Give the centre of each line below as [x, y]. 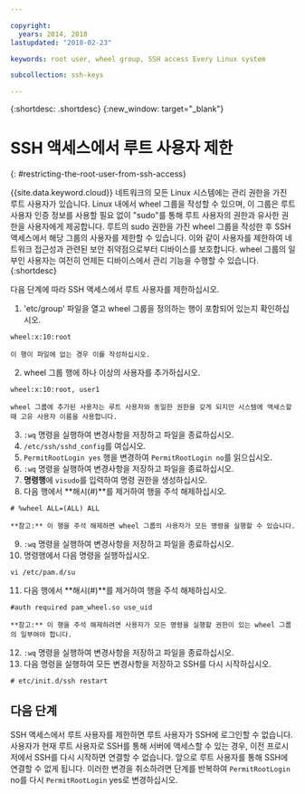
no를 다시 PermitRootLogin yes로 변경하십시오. [94, 780]
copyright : [31, 25]
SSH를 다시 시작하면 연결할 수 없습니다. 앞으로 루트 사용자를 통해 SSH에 [161, 757]
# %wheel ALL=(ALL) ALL [55, 509]
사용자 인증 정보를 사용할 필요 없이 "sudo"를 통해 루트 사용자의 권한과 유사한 [145, 215]
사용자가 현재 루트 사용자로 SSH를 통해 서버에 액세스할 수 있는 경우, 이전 [138, 746]
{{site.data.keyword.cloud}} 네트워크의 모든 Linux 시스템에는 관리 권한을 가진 [149, 193]
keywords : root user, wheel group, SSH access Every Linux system [138, 59]
